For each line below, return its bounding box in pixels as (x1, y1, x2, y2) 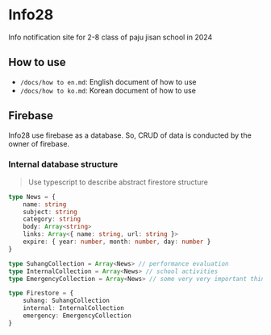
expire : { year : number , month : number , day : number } (23, 238, 211, 246)
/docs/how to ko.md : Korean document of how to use (19, 85, 196, 95)
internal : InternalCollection (23, 304, 125, 312)
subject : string (23, 208, 78, 216)
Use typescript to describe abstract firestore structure (27, 177, 208, 187)
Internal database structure (8, 159, 119, 170)
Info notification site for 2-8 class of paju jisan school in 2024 (8, 32, 213, 42)
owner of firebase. (8, 139, 70, 148)
